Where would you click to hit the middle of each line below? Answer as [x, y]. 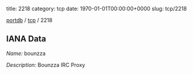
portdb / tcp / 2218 [29, 20]
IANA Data [26, 39]
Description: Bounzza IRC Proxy [46, 64]
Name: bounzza [26, 53]
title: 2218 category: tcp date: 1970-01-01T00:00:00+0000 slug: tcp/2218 [97, 9]
